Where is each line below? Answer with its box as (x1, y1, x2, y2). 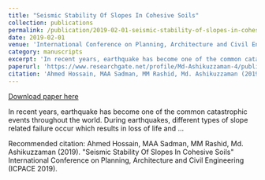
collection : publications (8, 19, 93, 27)
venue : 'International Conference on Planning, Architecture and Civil (8, 41, 248, 49)
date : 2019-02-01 (8, 33, 65, 42)
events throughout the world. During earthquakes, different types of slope (8, 115, 248, 124)
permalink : (8, 26, 44, 34)
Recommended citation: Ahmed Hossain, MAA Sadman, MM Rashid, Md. (8, 138, 244, 148)
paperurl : (8, 63, 41, 71)
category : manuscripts (8, 48, 83, 56)
